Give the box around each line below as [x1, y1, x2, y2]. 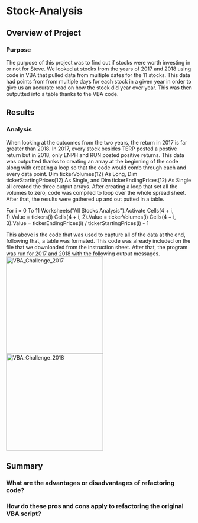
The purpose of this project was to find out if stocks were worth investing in [6, 59, 191, 66]
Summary [6, 461, 43, 471]
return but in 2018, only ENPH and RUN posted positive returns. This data [6, 151, 184, 158]
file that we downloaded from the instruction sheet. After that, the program [6, 243, 188, 251]
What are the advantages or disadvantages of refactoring [6, 479, 175, 487]
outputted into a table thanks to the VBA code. [6, 90, 119, 97]
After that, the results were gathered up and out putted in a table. [6, 195, 164, 203]
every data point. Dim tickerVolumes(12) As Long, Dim [6, 170, 138, 177]
